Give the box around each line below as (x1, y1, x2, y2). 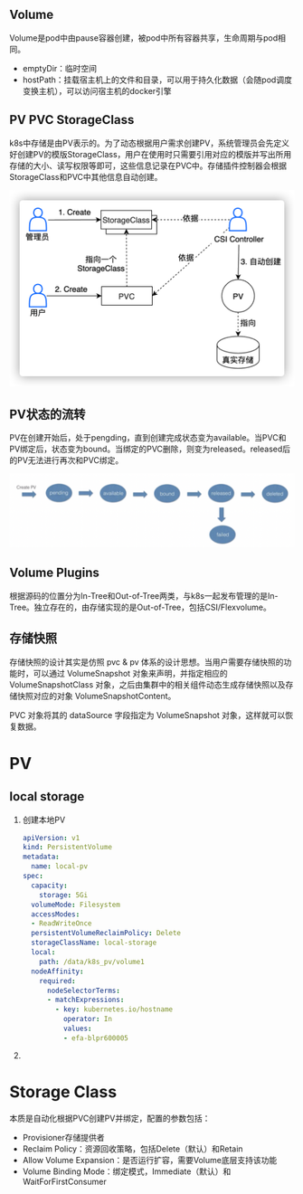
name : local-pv (31, 862, 89, 871)
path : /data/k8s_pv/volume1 (39, 957, 145, 966)
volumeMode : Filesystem (31, 900, 120, 909)
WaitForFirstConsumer (22, 1176, 107, 1187)
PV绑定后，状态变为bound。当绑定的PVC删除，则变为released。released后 (9, 443, 291, 455)
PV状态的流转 (9, 406, 86, 422)
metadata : (22, 852, 61, 862)
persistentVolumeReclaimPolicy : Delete (31, 929, 182, 938)
